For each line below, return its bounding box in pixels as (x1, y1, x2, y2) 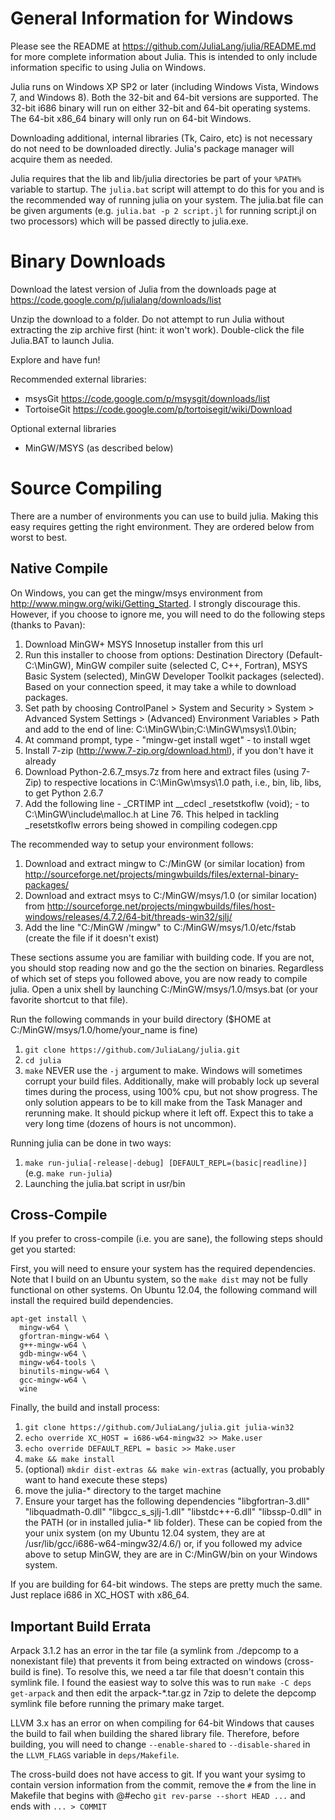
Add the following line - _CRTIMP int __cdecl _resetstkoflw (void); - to (24, 797, 310, 809)
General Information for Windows (10, 7, 294, 30)
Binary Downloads (10, 250, 166, 273)
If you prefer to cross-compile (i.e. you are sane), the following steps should (10, 1233, 323, 1245)
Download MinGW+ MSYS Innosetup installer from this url (24, 638, 264, 650)
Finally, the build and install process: (10, 1402, 160, 1414)
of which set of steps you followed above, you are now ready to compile (10, 972, 308, 984)
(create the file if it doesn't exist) (24, 932, 160, 944)
